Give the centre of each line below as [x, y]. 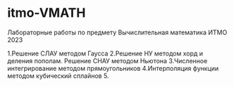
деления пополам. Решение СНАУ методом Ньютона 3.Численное [107, 60]
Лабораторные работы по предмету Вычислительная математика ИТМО [117, 32]
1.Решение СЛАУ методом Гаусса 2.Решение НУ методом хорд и [105, 53]
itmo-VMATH [47, 13]
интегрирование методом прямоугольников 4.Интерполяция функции [113, 68]
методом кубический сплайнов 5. [58, 76]
